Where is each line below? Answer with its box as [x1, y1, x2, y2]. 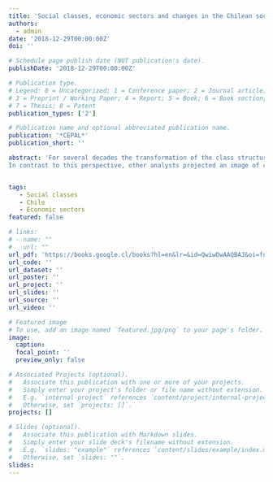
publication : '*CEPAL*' [8, 132, 89, 140]
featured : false [8, 213, 63, 222]
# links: [8, 228, 38, 237]
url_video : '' [8, 303, 57, 311]
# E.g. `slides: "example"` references [8, 445, 151, 454]
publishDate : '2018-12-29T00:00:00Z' [8, 64, 136, 73]
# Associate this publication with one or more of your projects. [8, 378, 245, 386]
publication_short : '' [8, 139, 85, 147]
